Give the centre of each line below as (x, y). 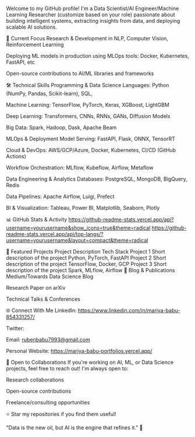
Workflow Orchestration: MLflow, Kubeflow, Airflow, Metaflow (80, 168)
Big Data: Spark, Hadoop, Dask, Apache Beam (61, 127)
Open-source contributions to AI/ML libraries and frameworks (80, 73)
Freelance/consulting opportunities (48, 402)
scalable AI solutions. (31, 27)
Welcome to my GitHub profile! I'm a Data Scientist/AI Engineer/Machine (93, 8)
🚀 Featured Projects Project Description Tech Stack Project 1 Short (86, 252)
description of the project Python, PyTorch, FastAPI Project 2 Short (86, 258)
